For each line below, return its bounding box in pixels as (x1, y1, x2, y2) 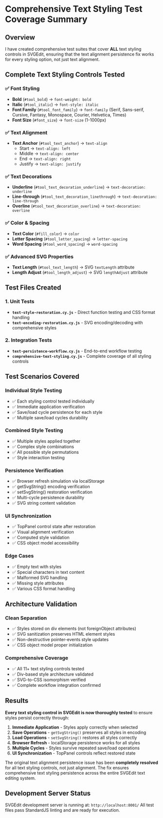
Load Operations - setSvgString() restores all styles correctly (12, 735, 137, 740)
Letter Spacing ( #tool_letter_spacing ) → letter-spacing (12, 235, 128, 242)
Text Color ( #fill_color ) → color (12, 231, 79, 236)
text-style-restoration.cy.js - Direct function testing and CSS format (12, 309, 155, 315)
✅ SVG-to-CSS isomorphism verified (12, 677, 86, 682)
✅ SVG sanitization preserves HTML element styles (12, 631, 115, 637)
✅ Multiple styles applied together (12, 438, 81, 444)
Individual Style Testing (5, 387, 62, 394)
